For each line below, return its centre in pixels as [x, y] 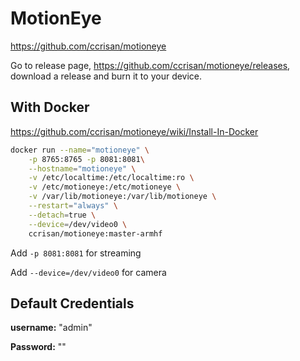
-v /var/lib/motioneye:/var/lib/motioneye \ [122, 197]
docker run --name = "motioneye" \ [80, 150]
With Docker [50, 107]
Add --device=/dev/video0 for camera [88, 272]
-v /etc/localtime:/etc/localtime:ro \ [111, 178]
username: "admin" [51, 328]
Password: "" [38, 347]
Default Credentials [72, 303]
